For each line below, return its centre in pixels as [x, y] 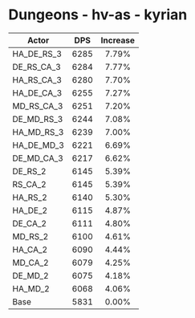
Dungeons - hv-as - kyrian [98, 15]
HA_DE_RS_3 [37, 54]
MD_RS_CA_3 [38, 106]
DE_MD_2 [31, 275]
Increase [118, 40]
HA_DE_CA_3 [37, 92]
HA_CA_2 [30, 249]
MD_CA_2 [31, 263]
